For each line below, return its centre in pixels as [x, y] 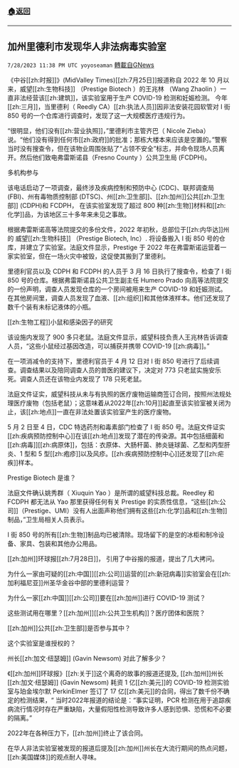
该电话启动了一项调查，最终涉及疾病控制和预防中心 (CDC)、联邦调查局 [111, 188]
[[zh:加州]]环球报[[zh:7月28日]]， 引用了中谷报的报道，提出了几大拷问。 [113, 559]
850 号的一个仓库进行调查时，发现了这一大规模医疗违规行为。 [98, 116]
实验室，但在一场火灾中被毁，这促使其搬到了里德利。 [91, 256]
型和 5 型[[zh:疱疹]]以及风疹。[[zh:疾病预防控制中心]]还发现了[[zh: [121, 454]
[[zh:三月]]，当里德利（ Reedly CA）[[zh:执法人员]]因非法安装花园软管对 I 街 [119, 107]
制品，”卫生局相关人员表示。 [48, 520]
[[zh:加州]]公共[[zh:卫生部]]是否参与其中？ [69, 628]
